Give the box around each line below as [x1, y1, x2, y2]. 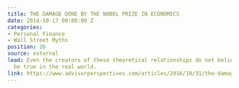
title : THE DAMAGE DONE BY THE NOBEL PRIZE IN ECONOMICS [7, 10, 180, 18]
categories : [7, 23, 43, 31]
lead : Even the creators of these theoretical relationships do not [7, 57, 215, 64]
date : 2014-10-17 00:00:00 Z [7, 17, 94, 24]
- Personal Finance [7, 30, 65, 38]
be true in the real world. [14, 63, 97, 70]
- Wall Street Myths [7, 37, 69, 44]
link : [7, 70, 23, 77]
